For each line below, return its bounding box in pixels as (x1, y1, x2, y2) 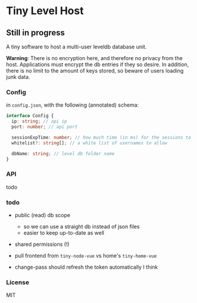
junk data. (6, 74, 31, 80)
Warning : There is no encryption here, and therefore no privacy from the (6, 55, 183, 61)
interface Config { (6, 113, 54, 119)
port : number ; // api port (11, 124, 78, 130)
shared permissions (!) (14, 241, 70, 248)
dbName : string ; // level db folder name (11, 150, 115, 157)
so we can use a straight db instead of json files (23, 223, 140, 230)
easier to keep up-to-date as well (23, 229, 104, 236)
